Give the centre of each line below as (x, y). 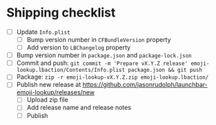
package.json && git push (165, 70)
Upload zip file (47, 100)
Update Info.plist (43, 32)
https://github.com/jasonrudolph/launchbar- (145, 85)
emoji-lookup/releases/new (55, 93)
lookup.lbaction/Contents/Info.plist (71, 70)
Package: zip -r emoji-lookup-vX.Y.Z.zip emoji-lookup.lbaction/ (112, 77)
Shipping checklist (61, 13)
